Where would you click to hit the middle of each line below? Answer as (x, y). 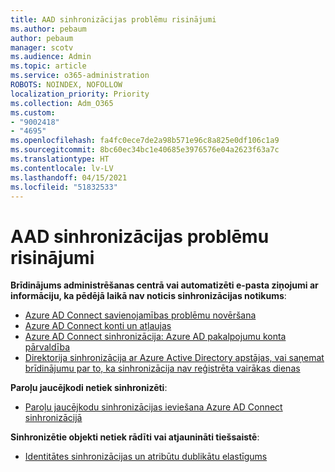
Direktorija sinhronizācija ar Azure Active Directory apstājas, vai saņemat (174, 358)
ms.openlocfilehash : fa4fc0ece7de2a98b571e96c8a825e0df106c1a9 (145, 141)
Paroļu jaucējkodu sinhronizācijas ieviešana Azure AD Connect (153, 407)
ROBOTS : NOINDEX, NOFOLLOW (66, 85)
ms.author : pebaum (48, 29)
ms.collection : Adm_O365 (62, 103)
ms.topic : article (48, 66)
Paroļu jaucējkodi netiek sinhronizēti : (89, 388)
